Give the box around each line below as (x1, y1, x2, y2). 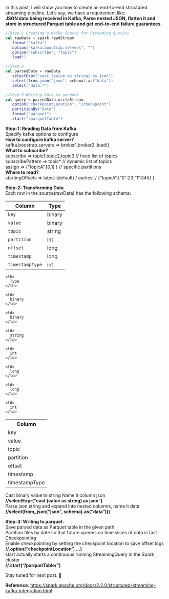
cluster (5, 556, 20, 562)
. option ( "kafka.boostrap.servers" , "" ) (10, 45, 95, 50)
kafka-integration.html (5, 587, 52, 593)
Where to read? (5, 169, 39, 175)
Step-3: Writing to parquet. (5, 518, 65, 524)
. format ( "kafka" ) (10, 40, 47, 45)
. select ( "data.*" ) (10, 83, 50, 88)
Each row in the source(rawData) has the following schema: (5, 190, 132, 196)
